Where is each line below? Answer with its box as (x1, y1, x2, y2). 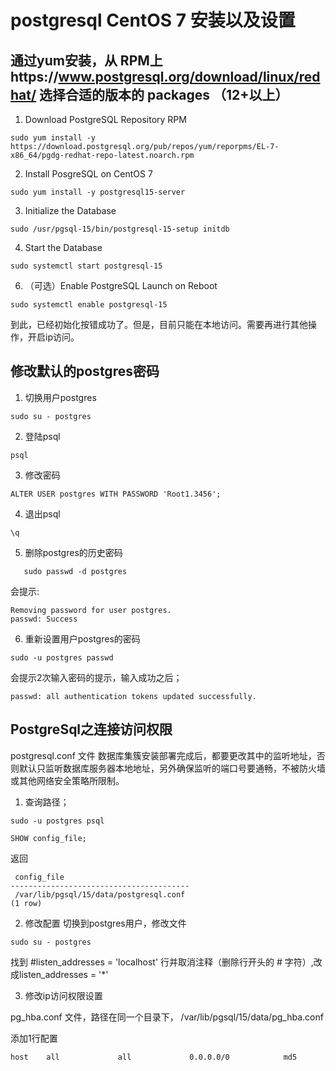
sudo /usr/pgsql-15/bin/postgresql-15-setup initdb (10, 224, 230, 234)
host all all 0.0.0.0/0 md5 (10, 1052, 298, 1062)
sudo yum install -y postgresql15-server (10, 187, 186, 197)
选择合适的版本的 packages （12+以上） (39, 86, 289, 103)
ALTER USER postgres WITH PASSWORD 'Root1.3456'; (10, 489, 222, 499)
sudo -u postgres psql (10, 816, 105, 826)
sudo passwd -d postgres (23, 566, 128, 576)
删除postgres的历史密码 (24, 546, 123, 558)
